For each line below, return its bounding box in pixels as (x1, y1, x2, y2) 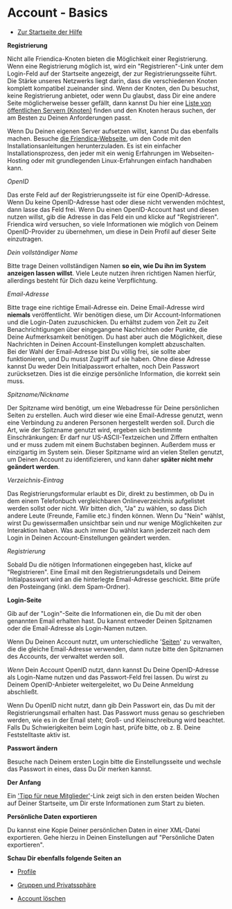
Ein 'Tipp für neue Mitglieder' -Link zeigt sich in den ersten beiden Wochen (7, 791, 220, 800)
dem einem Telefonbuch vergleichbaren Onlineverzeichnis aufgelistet (7, 497, 206, 505)
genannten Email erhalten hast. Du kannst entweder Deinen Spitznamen (7, 617, 213, 625)
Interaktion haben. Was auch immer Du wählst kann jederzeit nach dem (7, 526, 211, 534)
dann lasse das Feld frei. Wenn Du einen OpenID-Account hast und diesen (7, 205, 220, 213)
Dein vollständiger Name (7, 248, 78, 256)
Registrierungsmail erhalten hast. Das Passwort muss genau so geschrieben (7, 708, 225, 716)
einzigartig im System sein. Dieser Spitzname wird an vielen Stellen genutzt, (7, 448, 224, 456)
